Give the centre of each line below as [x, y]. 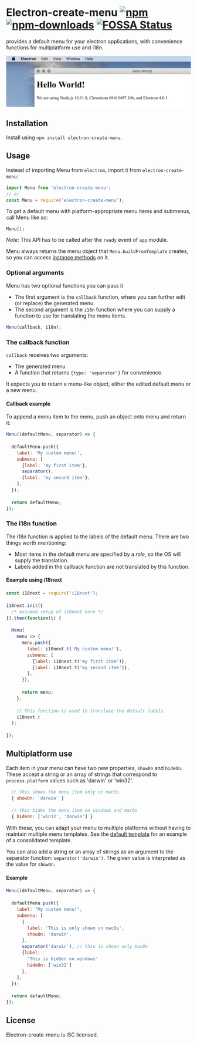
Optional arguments [35, 273]
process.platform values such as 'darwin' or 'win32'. [70, 780]
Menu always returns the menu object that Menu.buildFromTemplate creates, [97, 251]
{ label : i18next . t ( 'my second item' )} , [81, 667]
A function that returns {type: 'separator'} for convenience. [89, 372]
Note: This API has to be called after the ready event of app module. [87, 240]
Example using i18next [34, 580]
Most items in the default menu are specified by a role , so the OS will [98, 554]
